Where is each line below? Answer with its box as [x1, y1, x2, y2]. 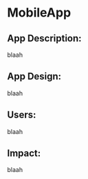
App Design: [7, 70, 62, 82]
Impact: [7, 147, 41, 160]
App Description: [7, 32, 82, 44]
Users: [7, 109, 36, 121]
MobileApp [7, 5, 71, 21]
